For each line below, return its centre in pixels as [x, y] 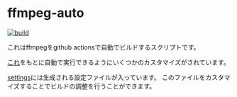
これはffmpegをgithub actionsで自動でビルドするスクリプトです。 [104, 47]
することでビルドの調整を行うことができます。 [88, 86]
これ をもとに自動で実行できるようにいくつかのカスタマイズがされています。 [119, 62]
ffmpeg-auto [46, 13]
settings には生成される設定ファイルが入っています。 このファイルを [106, 77]
